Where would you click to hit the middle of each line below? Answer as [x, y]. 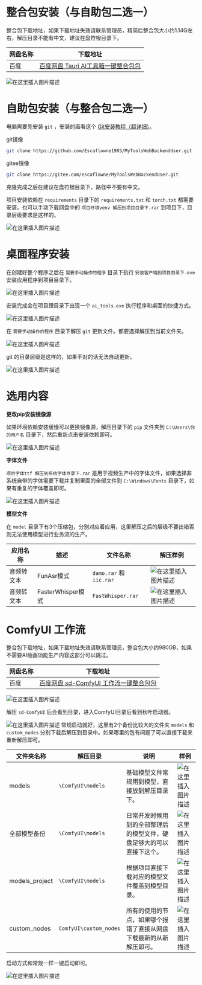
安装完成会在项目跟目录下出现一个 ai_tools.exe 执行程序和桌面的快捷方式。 [100, 305]
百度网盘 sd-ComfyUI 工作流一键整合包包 [98, 683]
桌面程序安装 [38, 254]
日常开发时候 [144, 816]
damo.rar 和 [109, 573]
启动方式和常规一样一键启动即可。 [48, 963]
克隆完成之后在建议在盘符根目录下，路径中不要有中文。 [75, 187]
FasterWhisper [58, 591]
